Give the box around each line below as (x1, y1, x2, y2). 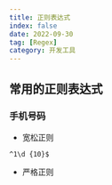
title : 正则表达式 (9, 12, 71, 22)
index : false (9, 21, 58, 30)
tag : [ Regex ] (9, 37, 58, 47)
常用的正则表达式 (9, 81, 103, 96)
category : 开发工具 (9, 46, 76, 55)
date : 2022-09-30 (9, 29, 74, 38)
